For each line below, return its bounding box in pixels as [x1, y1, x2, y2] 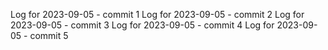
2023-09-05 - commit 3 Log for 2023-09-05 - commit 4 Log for [10, 19, 275, 31]
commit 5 [29, 30, 69, 41]
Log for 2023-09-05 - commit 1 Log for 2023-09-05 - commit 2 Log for [10, 9, 305, 20]
